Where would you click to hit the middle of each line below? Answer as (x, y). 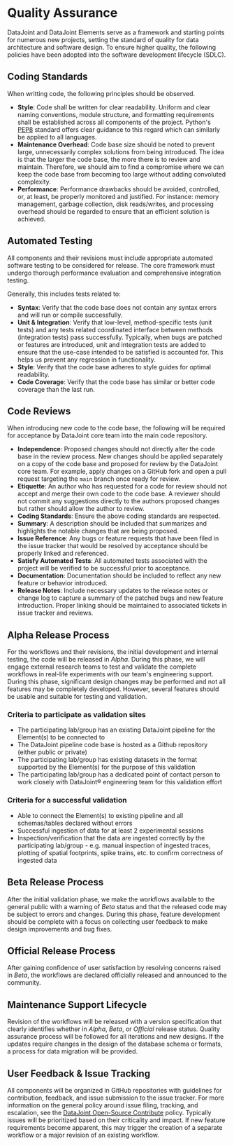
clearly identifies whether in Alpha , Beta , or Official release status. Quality (114, 1029)
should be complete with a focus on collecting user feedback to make (108, 921)
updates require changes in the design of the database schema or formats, (115, 1044)
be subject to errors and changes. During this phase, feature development (114, 914)
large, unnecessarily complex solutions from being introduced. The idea (121, 151)
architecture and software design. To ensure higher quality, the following (112, 47)
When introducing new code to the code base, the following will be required (116, 428)
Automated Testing (50, 241)
